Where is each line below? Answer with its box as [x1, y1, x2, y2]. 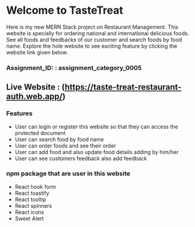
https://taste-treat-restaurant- [65, 82, 182, 93]
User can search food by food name [14, 136, 104, 143]
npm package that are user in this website [6, 170, 130, 178]
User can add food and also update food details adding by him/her [14, 148, 179, 155]
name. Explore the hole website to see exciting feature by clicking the [6, 42, 178, 50]
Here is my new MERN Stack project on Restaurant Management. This [6, 23, 179, 30]
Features [6, 109, 33, 118]
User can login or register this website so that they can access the [14, 123, 178, 130]
